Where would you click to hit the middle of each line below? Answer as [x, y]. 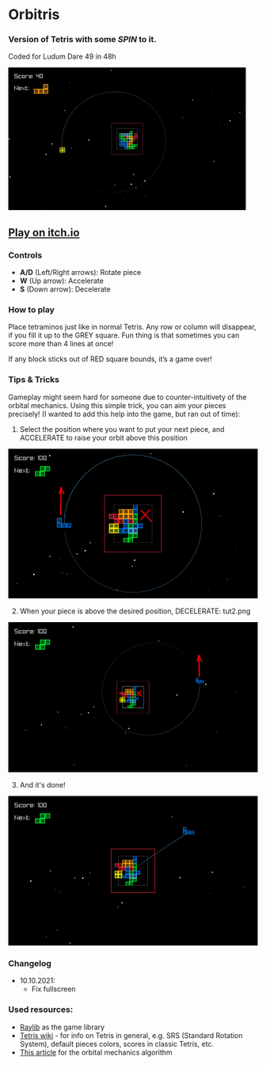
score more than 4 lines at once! [61, 344]
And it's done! [42, 784]
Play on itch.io [44, 233]
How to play [32, 310]
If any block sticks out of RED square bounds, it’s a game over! [110, 359]
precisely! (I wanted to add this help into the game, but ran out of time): [124, 414]
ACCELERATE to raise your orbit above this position [103, 437]
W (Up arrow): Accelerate [62, 281]
